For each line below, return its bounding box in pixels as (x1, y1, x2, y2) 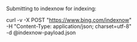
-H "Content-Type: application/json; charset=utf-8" (6, 23, 132, 30)
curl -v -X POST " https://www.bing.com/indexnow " (6, 17, 132, 23)
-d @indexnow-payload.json (6, 29, 76, 36)
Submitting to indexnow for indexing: (6, 5, 96, 12)
